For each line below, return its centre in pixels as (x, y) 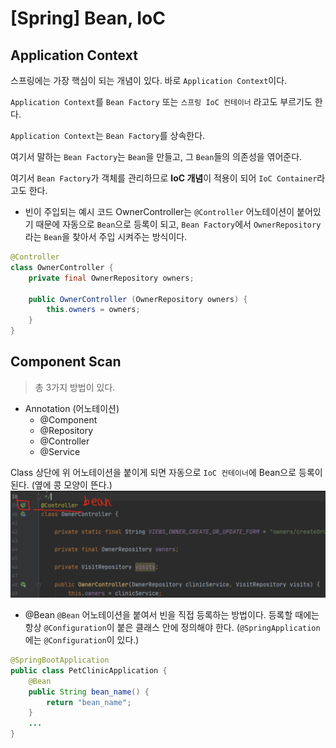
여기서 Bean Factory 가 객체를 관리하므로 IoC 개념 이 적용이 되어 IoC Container (164, 178)
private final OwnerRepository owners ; (111, 278)
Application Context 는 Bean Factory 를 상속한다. (108, 135)
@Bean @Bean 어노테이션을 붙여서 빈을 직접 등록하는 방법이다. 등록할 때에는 (172, 615)
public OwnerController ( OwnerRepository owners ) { (138, 299)
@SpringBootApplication (60, 660)
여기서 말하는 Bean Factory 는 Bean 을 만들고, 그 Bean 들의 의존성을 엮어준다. (156, 156)
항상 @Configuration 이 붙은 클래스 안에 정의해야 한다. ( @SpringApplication (172, 628)
